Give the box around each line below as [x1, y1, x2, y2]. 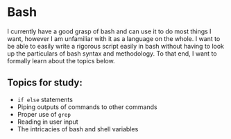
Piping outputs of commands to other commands [17, 102, 157, 111]
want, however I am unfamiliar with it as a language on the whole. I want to [7, 34, 221, 42]
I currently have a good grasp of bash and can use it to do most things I [7, 27, 212, 35]
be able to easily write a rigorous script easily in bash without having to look [7, 42, 224, 50]
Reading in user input [17, 117, 78, 126]
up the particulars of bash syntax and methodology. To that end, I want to [7, 49, 217, 58]
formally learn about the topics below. [7, 56, 116, 65]
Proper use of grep [17, 110, 71, 118]
